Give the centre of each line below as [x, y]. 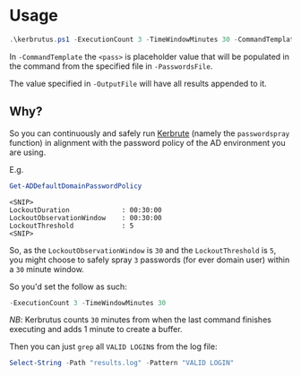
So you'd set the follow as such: [68, 286]
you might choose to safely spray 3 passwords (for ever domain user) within [150, 260]
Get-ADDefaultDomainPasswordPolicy [76, 186]
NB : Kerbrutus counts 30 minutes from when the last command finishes [140, 320]
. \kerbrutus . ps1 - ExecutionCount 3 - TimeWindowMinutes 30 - [124, 39]
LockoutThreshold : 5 [72, 226]
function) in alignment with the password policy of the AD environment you [147, 142]
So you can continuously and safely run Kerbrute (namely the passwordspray [150, 133]
